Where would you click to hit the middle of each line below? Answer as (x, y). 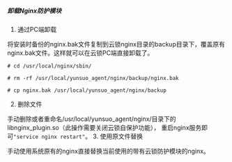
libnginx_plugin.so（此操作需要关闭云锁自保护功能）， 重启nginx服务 (105, 127)
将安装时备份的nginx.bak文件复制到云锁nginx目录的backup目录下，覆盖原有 (116, 44)
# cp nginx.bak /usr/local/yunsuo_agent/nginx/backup (87, 90)
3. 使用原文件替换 (118, 136)
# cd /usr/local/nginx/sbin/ (49, 66)
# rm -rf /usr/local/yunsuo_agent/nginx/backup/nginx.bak (93, 78)
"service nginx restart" (49, 137)
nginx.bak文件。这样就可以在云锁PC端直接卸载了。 (80, 53)
